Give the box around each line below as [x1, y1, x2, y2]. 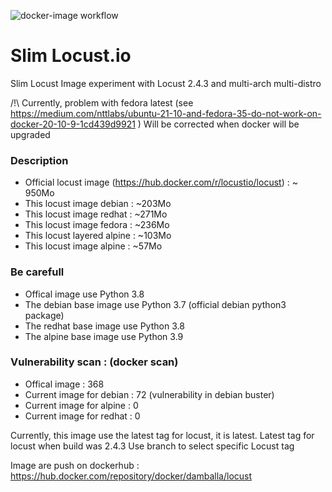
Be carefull [10, 265, 65, 279]
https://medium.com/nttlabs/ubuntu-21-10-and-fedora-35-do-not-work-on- [10, 107, 322, 119]
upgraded [10, 128, 51, 140]
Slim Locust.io [10, 45, 132, 67]
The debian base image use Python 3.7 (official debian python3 [24, 298, 287, 310]
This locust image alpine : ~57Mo [24, 240, 163, 252]
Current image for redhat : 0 [24, 410, 141, 422]
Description [10, 153, 69, 167]
